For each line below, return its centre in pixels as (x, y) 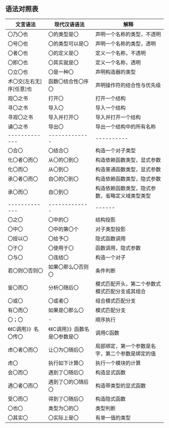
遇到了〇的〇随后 (69, 382)
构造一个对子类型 (115, 150)
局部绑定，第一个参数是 (123, 346)
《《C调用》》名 (23, 329)
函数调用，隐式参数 (118, 248)
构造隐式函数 (110, 399)
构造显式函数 (110, 372)
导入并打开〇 (64, 117)
